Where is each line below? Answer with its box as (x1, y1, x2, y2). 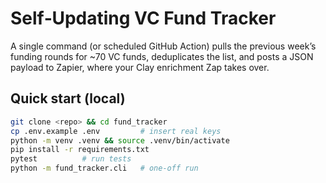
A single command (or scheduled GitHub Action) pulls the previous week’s (10, 40, 317, 52)
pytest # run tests (10, 154, 132, 164)
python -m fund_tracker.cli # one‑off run (10, 163, 199, 174)
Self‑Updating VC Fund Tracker (10, 7, 277, 30)
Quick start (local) (10, 90, 126, 107)
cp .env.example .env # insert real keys (10, 126, 222, 136)
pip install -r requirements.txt (10, 145, 150, 155)
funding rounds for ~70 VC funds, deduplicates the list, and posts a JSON (10, 50, 314, 62)
